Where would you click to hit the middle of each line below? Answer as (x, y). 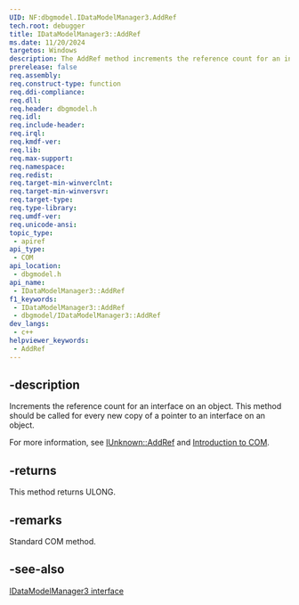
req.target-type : (41, 200)
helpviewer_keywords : (49, 340)
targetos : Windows (43, 51)
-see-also (37, 570)
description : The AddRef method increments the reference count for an (145, 59)
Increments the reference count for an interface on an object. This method (145, 406)
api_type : (28, 249)
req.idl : (25, 117)
